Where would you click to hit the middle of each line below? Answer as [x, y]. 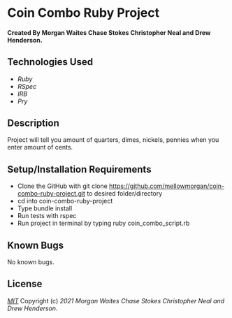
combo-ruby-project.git [51, 194]
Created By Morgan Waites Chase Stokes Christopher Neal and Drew [109, 32]
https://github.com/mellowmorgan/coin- [167, 186]
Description [33, 123]
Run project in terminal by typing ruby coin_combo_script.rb [103, 223]
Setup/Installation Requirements [79, 169]
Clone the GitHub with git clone [63, 186]
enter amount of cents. [40, 147]
